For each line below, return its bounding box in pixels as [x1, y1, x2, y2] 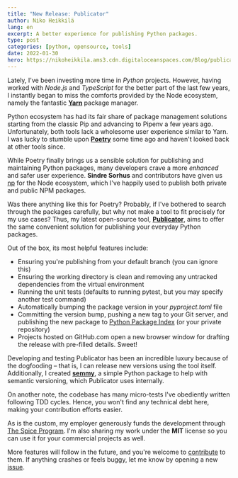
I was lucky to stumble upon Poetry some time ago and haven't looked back [7, 135, 229, 143]
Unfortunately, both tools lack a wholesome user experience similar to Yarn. [7, 127, 229, 135]
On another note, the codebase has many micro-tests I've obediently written [7, 390, 230, 399]
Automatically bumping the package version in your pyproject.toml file [17, 302, 223, 311]
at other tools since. [7, 142, 66, 151]
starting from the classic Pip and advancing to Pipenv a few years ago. [7, 120, 214, 128]
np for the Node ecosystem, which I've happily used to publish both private [7, 178, 227, 187]
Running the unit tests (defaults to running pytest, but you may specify [17, 288, 223, 296]
